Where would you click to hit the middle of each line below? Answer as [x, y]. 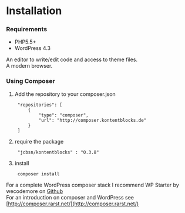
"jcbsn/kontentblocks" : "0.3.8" [58, 152]
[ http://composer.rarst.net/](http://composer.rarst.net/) [73, 204]
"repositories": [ [40, 105]
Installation [34, 11]
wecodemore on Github [35, 191]
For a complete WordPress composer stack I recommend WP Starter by [92, 185]
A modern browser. [29, 66]
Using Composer [31, 81]
